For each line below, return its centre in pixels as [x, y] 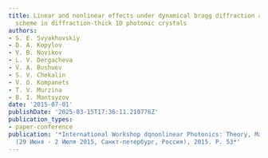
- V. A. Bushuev [35, 68]
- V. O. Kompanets [39, 82]
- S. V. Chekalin [37, 75]
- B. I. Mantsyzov [39, 97]
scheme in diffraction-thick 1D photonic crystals [101, 23]
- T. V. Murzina [35, 90]
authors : [23, 30]
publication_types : [41, 120]
